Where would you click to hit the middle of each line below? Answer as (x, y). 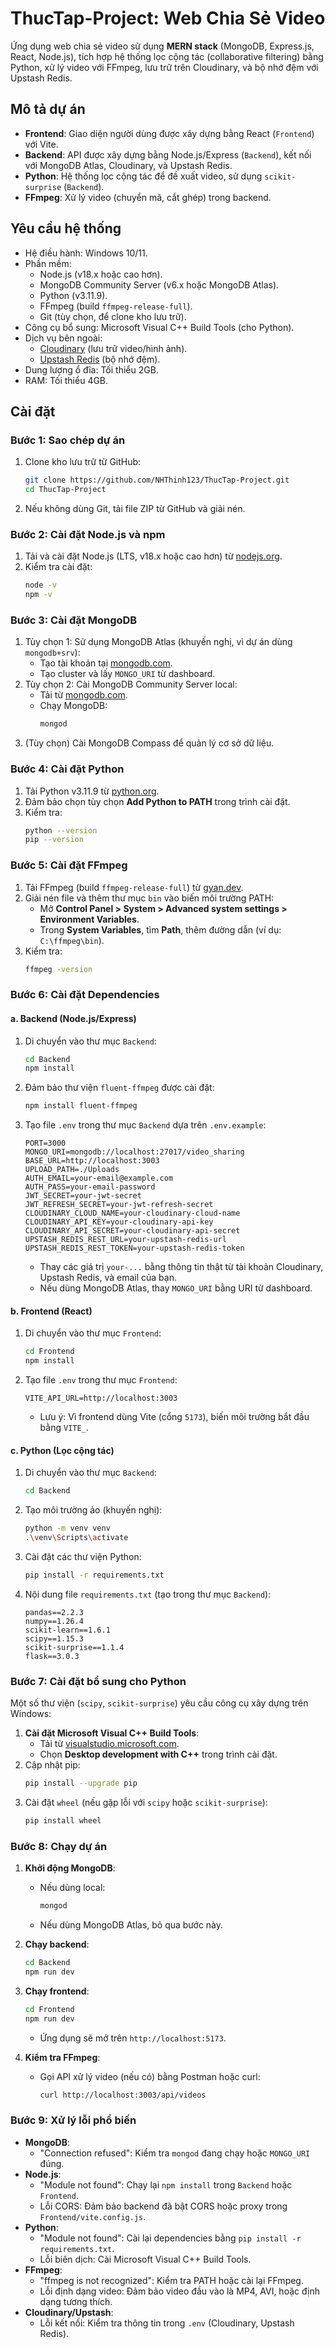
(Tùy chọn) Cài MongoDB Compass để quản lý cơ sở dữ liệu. (149, 743)
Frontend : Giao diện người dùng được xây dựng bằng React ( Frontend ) (169, 133)
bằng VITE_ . (64, 1428)
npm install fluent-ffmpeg (81, 1106)
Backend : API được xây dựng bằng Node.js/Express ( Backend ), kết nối (168, 154)
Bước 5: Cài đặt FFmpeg (69, 865)
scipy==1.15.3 (54, 1638)
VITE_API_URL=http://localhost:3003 (101, 1398)
